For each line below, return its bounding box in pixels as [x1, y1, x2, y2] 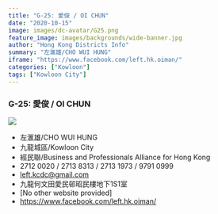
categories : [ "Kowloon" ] [8, 63, 90, 71]
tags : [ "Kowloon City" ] [8, 71, 87, 78]
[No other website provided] [19, 188, 113, 197]
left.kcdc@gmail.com [19, 170, 90, 179]
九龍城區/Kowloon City [19, 142, 94, 151]
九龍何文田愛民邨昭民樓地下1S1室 [19, 179, 128, 189]
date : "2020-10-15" [8, 19, 73, 27]
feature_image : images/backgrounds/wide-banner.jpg [8, 33, 182, 42]
